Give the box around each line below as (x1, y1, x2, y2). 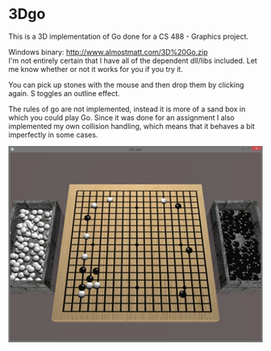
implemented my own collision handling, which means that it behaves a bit (8, 121, 256, 131)
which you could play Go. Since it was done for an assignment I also (8, 112, 236, 122)
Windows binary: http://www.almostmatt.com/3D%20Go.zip (8, 47, 208, 56)
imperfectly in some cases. (8, 130, 98, 140)
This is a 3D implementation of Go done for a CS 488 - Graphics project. (8, 31, 248, 41)
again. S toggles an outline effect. (8, 88, 120, 98)
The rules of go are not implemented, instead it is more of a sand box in (8, 104, 246, 114)
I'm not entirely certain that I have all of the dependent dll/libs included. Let (8, 56, 258, 65)
